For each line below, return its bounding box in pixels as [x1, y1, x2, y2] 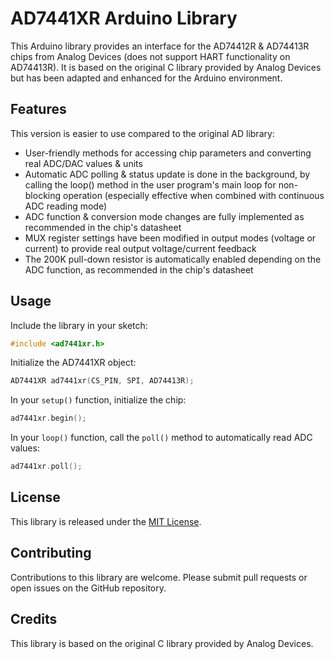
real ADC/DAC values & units [24, 157, 143, 169]
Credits [10, 611, 58, 628]
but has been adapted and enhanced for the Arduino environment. [10, 72, 283, 84]
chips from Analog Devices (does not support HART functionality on [10, 50, 291, 62]
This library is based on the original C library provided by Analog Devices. [10, 637, 314, 649]
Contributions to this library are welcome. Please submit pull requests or [10, 571, 308, 583]
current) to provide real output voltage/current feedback [24, 242, 257, 254]
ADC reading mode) [24, 200, 108, 212]
